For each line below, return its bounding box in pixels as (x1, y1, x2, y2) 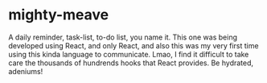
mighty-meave (8, 6, 109, 24)
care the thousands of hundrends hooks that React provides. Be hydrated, (8, 58, 254, 68)
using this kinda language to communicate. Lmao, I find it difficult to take (8, 49, 249, 59)
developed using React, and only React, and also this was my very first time (8, 40, 259, 50)
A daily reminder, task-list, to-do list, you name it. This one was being (8, 32, 237, 42)
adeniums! (8, 66, 43, 76)
